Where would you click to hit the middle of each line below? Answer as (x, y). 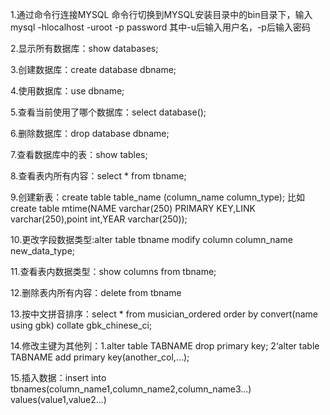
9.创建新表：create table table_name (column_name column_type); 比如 (158, 197)
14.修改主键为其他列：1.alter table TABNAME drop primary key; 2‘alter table (165, 346)
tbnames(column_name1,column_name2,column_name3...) (131, 389)
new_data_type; (43, 251)
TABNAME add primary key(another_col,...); (100, 357)
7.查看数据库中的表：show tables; (79, 154)
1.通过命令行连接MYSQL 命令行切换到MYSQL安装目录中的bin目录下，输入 (161, 14)
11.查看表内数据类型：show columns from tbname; (113, 271)
